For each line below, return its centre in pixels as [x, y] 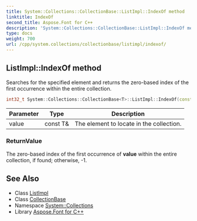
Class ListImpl [31, 193]
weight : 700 [21, 39]
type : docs [19, 34]
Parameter [24, 113]
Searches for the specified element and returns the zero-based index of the [98, 82]
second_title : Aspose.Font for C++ [50, 22]
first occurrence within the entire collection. [59, 88]
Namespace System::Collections [54, 205]
